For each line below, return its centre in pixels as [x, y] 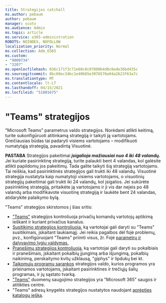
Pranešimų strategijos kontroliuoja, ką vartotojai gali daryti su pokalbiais [85, 248]
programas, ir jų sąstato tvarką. [44, 274]
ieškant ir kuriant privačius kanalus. [48, 222]
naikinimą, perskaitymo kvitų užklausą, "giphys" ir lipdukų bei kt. [78, 259]
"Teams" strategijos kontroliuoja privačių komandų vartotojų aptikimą [83, 217]
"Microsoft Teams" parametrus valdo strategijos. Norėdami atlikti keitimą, [80, 130]
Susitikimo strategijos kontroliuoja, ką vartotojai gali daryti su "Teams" [83, 227]
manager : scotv [21, 23]
